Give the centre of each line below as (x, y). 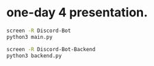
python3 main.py (29, 37)
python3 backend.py (34, 56)
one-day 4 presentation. (77, 13)
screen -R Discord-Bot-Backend (51, 49)
